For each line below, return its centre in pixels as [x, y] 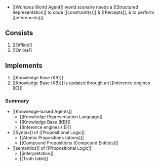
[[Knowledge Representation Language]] [61, 116]
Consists [19, 33]
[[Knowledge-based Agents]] [42, 111]
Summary [17, 100]
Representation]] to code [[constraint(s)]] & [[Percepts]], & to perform [83, 12]
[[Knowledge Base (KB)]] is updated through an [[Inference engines [81, 83]
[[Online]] [22, 50]
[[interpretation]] [37, 153]
